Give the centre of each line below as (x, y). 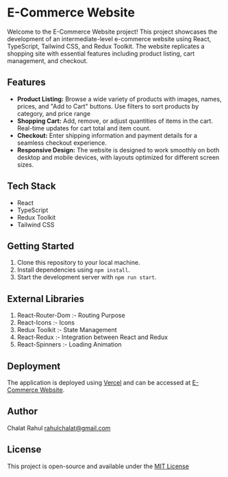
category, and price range (54, 113)
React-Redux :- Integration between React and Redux (92, 337)
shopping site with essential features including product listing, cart (101, 54)
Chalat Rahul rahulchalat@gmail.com (59, 428)
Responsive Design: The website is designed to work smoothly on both (118, 150)
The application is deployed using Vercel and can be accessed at (99, 383)
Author (22, 411)
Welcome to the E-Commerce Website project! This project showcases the (112, 32)
